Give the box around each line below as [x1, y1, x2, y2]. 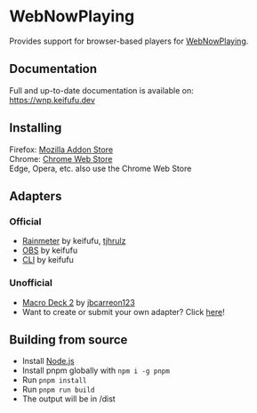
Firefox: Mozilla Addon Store [9, 144, 114, 155]
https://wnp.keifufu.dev [9, 94, 96, 105]
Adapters [9, 189, 62, 204]
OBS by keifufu [21, 245, 78, 255]
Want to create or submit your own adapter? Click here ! [21, 306, 225, 317]
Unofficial [9, 277, 53, 289]
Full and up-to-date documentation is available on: [9, 85, 194, 95]
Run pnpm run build [21, 385, 95, 395]
